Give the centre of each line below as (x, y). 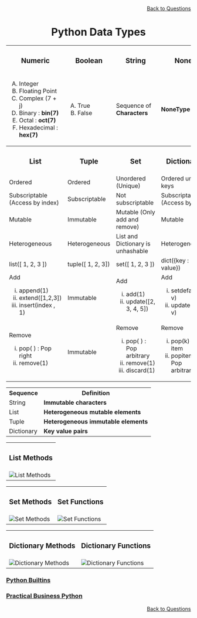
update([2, (140, 301)
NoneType (176, 109)
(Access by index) (34, 203)
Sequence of (133, 105)
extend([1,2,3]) (40, 298)
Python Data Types (98, 32)
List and (127, 236)
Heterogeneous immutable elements (96, 421)
